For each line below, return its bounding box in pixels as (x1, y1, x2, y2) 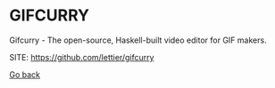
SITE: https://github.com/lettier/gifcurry (9, 52, 154, 62)
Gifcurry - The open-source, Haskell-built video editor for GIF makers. (9, 35, 267, 45)
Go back (9, 68, 41, 80)
